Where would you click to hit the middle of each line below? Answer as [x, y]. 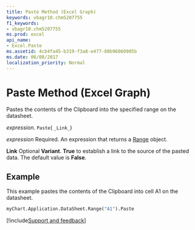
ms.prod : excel [26, 35]
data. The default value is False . [46, 158]
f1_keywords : [23, 23]
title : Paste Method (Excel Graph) [51, 12]
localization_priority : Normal [46, 63]
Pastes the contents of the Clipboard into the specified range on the [91, 109]
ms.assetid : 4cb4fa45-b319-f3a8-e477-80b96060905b [72, 52]
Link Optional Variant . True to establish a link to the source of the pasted [98, 151]
